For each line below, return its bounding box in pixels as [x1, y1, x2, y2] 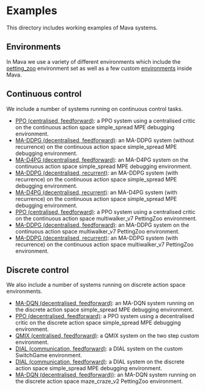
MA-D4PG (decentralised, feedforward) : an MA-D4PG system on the [15, 156, 188, 163]
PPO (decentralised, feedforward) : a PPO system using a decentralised [15, 313, 195, 320]
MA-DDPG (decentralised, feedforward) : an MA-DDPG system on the [15, 221, 190, 229]
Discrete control [6, 265, 69, 275]
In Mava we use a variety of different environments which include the [6, 58, 181, 65]
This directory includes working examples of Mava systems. [6, 24, 158, 31]
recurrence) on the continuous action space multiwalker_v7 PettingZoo [15, 240, 194, 248]
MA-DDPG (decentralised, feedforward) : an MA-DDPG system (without [15, 136, 194, 144]
